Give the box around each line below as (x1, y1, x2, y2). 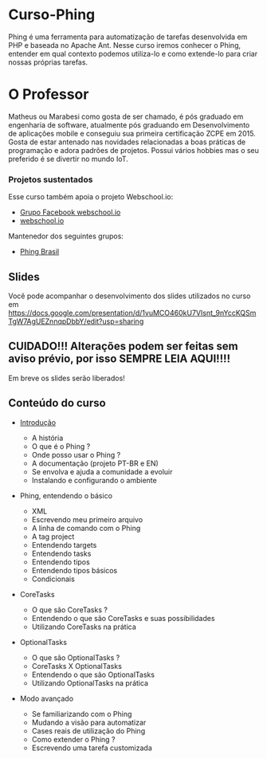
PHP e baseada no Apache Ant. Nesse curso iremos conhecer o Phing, (8, 40, 241, 49)
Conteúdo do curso (8, 396, 106, 410)
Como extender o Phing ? (31, 734, 116, 744)
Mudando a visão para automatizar (31, 718, 147, 727)
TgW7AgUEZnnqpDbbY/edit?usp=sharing (8, 317, 144, 326)
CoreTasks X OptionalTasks (31, 661, 122, 671)
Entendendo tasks (31, 549, 92, 558)
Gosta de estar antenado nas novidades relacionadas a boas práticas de (8, 137, 245, 147)
